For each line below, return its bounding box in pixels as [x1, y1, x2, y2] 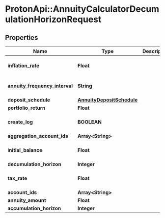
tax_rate [7, 175, 27, 182]
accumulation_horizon [7, 205, 61, 212]
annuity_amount [7, 197, 47, 204]
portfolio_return [7, 104, 46, 111]
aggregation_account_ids [7, 133, 69, 139]
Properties [5, 33, 38, 42]
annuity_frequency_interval [7, 82, 73, 89]
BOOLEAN [77, 119, 102, 125]
